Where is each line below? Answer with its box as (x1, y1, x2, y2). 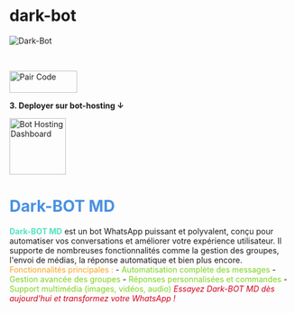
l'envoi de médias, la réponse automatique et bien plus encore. (9, 254, 243, 265)
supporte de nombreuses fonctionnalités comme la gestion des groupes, (9, 244, 280, 255)
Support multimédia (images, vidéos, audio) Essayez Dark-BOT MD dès (9, 283, 275, 294)
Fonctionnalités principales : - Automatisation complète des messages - (9, 263, 277, 275)
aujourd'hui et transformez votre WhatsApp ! (9, 292, 176, 303)
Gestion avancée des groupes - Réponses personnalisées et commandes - (9, 273, 288, 284)
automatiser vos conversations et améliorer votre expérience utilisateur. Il (9, 235, 282, 246)
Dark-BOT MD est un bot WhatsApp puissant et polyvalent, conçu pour (9, 226, 274, 236)
